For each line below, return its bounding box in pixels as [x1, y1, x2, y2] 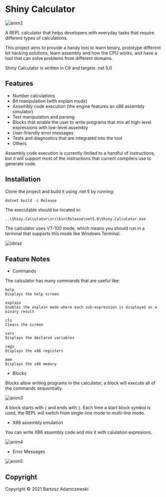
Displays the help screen [5, 292, 59, 297]
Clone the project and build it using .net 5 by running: [5, 188, 115, 194]
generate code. [5, 161, 37, 167]
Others [12, 140, 27, 146]
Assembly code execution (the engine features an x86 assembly [12, 103, 145, 109]
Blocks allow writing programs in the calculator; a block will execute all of [5, 380, 156, 386]
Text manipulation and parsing [12, 114, 75, 120]
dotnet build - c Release [5, 198, 57, 203]
